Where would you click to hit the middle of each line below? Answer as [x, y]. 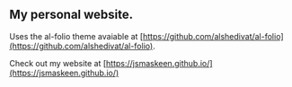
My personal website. [71, 15]
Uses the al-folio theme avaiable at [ [76, 36]
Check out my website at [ [58, 63]
